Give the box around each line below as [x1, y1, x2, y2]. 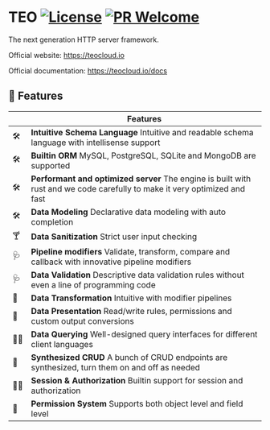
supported [31, 159, 71, 171]
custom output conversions [31, 315, 134, 326]
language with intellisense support [31, 137, 161, 148]
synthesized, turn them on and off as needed [31, 362, 201, 373]
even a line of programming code [31, 279, 156, 290]
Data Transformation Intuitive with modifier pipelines [31, 292, 232, 304]
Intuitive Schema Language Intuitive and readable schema [31, 126, 255, 138]
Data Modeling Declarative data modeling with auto [31, 206, 227, 217]
